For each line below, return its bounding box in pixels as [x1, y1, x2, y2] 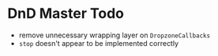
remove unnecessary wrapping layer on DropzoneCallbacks [18, 30, 211, 40]
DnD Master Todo [7, 5, 124, 23]
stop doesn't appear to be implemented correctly [18, 38, 179, 47]
